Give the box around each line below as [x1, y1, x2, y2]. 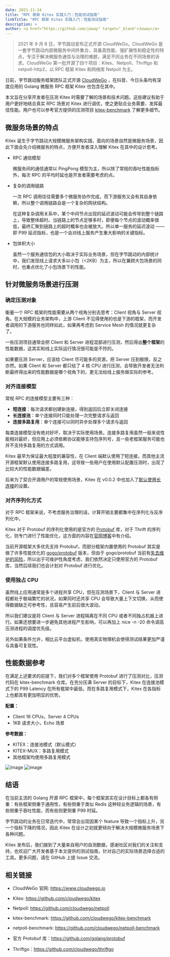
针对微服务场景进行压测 [5, 280, 78, 289]
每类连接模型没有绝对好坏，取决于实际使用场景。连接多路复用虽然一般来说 [5, 430, 160, 436]
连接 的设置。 [5, 483, 32, 489]
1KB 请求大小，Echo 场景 [12, 720, 65, 726]
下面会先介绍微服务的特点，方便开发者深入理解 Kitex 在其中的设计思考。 [9, 144, 160, 150]
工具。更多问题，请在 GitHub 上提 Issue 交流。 [5, 854, 103, 861]
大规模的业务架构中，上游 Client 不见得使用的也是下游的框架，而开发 [18, 315, 162, 321]
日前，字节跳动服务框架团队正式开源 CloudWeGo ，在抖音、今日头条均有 [5, 77, 157, 83]
